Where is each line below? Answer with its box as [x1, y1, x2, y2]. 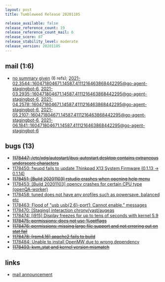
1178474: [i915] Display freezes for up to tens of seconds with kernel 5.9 [12, 213, 159, 219]
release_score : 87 [5, 35, 43, 40]
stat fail [12, 228, 28, 235]
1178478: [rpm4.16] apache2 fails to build [12, 234, 96, 240]
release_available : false [5, 21, 58, 26]
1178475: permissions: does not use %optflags [12, 218, 107, 224]
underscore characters [12, 160, 59, 166]
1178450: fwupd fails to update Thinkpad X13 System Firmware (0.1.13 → [12, 165, 159, 171]
